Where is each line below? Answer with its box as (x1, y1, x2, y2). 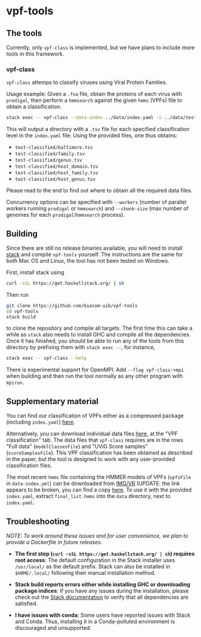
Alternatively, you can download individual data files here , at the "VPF (6, 430, 178, 438)
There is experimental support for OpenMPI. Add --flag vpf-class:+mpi (6, 366, 184, 374)
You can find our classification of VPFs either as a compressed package (6, 412, 184, 420)
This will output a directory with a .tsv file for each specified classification (6, 126, 190, 133)
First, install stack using (6, 268, 65, 276)
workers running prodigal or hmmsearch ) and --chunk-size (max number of (6, 205, 189, 212)
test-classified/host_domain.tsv (14, 163, 99, 170)
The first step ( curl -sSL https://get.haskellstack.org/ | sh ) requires (14, 550, 195, 557)
